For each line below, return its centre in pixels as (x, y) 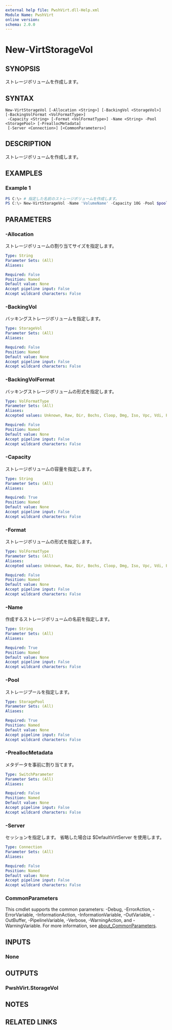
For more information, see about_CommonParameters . (100, 926)
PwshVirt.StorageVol (32, 988)
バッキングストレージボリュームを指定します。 (54, 319)
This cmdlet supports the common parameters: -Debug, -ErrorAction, (79, 909)
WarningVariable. (24, 926)
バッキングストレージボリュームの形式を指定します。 (61, 391)
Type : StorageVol (24, 329)
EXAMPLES (24, 174)
